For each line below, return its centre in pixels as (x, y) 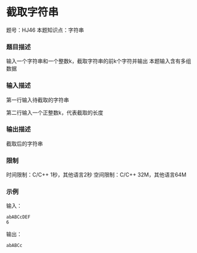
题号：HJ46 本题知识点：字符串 (45, 30)
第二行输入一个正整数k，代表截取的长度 (55, 112)
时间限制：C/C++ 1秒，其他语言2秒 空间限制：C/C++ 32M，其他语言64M (96, 175)
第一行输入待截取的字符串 (38, 100)
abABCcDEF (19, 217)
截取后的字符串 (24, 144)
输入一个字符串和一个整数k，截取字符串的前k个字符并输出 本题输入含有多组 (99, 61)
